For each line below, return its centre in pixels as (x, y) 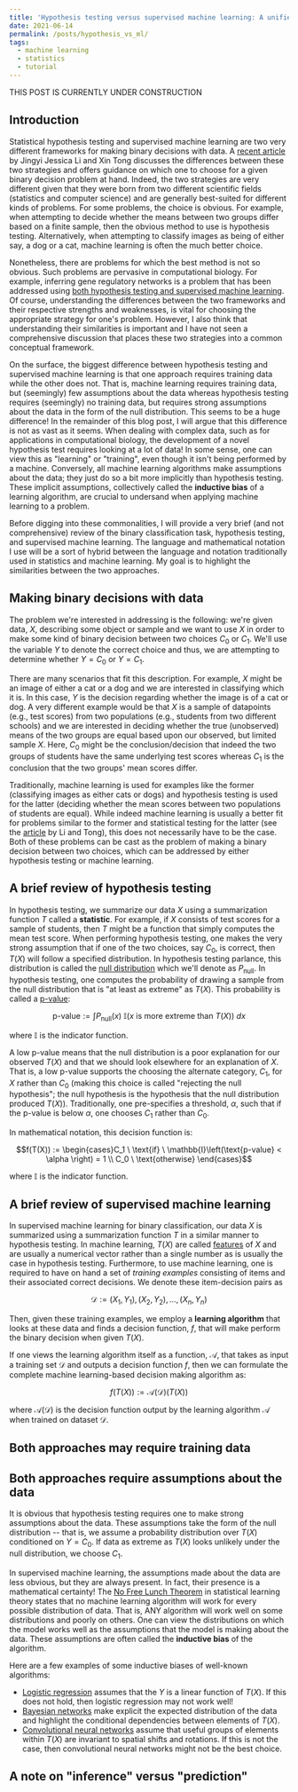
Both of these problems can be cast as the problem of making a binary (138, 841)
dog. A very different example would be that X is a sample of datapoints (140, 707)
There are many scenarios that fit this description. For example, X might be (146, 679)
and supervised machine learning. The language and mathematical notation (147, 541)
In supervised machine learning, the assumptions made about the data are (145, 1573)
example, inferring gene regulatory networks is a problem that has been (140, 281)
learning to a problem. (50, 506)
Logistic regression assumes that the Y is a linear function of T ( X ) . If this (154, 1692)
